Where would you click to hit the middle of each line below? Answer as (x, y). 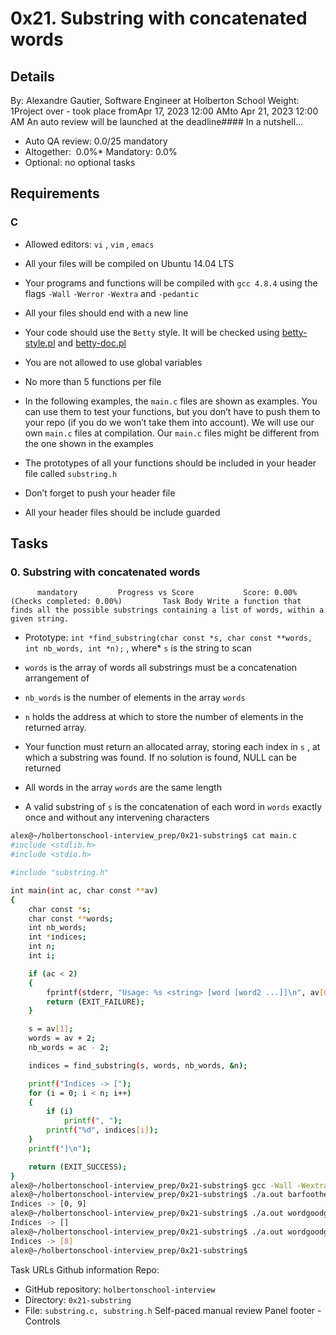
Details (32, 76)
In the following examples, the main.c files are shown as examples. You (171, 401)
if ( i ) (60, 1112)
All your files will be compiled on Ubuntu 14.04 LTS (129, 263)
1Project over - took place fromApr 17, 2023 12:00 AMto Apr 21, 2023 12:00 (164, 111)
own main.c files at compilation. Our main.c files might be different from (172, 433)
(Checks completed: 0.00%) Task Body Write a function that (156, 602)
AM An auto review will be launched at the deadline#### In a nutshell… (157, 121)
